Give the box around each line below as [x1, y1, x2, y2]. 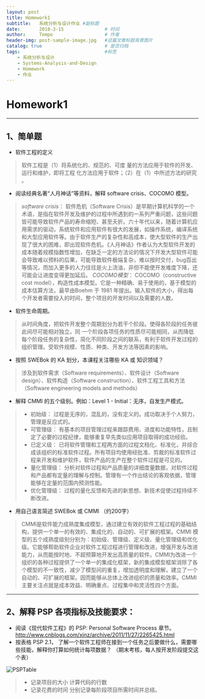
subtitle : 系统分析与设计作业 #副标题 [6, 20, 99, 26]
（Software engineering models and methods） [21, 384, 142, 392]
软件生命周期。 [15, 307, 53, 315]
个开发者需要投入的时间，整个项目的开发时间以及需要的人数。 [21, 295, 177, 301]
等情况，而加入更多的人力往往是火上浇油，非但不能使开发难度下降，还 [21, 264, 198, 271]
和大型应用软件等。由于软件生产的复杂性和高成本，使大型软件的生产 [21, 233, 193, 240]
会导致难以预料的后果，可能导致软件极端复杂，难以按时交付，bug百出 [21, 256, 197, 263]
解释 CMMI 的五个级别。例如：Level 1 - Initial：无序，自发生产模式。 [15, 398, 187, 404]
